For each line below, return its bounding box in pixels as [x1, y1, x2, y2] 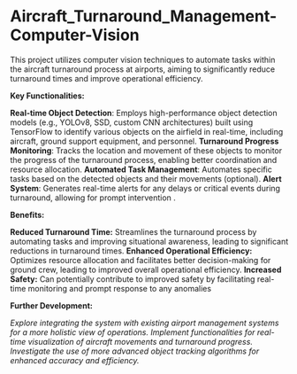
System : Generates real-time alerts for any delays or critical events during [10, 183, 281, 193]
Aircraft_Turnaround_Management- [10, 6, 278, 27]
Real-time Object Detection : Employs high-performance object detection [10, 107, 278, 118]
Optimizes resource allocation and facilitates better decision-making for [10, 254, 271, 265]
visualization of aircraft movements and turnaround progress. [27, 336, 253, 347]
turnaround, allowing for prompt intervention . [10, 192, 176, 203]
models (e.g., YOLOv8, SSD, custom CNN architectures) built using [10, 117, 254, 128]
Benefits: [10, 209, 45, 220]
